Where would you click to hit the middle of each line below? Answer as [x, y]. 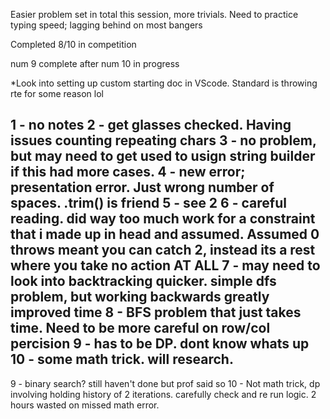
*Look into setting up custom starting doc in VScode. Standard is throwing [164, 83]
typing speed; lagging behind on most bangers [106, 25]
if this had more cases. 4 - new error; [128, 172]
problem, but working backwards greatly [140, 297]
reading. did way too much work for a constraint [163, 219]
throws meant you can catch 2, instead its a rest [163, 250]
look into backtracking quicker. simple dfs [143, 281]
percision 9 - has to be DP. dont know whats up [160, 344]
